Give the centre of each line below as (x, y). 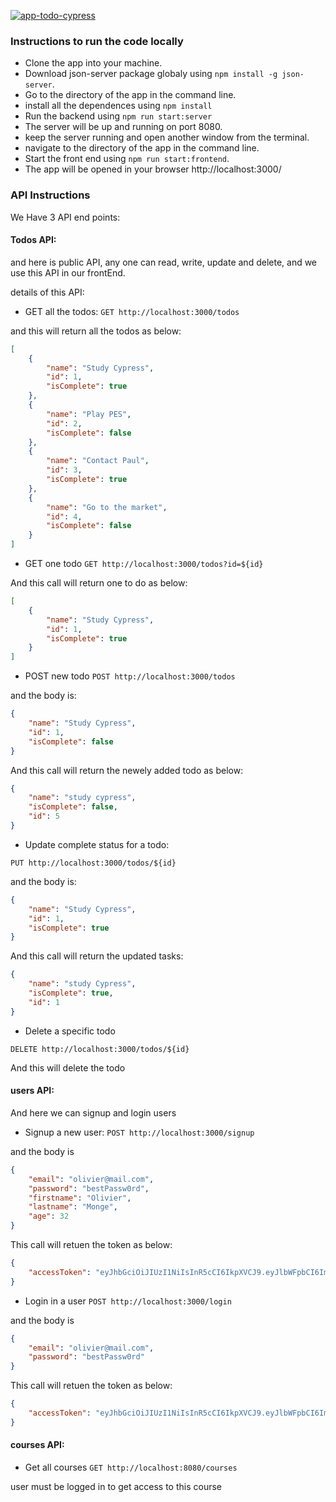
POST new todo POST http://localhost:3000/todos (130, 676)
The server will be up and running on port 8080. (123, 127)
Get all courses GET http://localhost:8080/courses (131, 1467)
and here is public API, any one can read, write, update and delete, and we (164, 262)
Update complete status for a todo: (97, 844)
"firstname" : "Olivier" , (80, 1198)
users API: (32, 1091)
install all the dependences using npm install (118, 106)
